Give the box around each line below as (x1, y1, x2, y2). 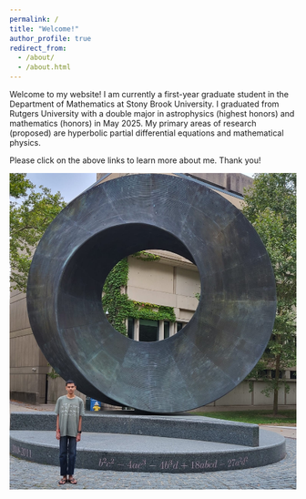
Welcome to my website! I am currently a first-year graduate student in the (9, 89, 290, 99)
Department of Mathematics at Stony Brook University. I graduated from (9, 98, 280, 109)
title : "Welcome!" (9, 24, 79, 34)
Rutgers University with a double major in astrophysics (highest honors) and (9, 108, 295, 118)
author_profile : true (9, 34, 92, 43)
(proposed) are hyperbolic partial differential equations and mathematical (9, 127, 284, 138)
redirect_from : (9, 44, 67, 53)
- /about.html (17, 63, 71, 72)
